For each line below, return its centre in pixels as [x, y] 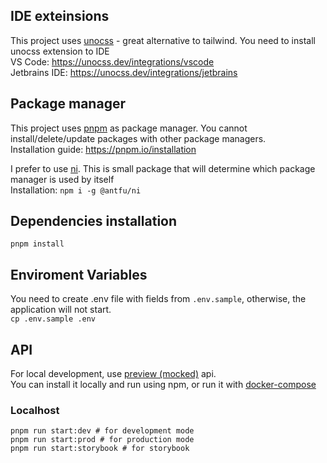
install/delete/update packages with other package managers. [138, 138]
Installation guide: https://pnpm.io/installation [103, 149]
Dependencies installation [94, 221]
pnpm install [37, 244]
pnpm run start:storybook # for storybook [100, 449]
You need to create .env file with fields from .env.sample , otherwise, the [158, 299]
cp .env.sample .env [53, 319]
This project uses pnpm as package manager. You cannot [129, 128]
